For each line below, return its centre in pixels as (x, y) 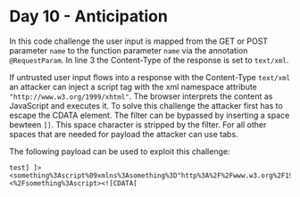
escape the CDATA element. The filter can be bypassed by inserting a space (150, 115)
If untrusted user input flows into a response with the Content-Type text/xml (150, 77)
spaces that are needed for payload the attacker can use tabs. (124, 134)
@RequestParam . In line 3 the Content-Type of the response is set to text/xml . (149, 60)
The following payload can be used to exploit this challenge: (120, 151)
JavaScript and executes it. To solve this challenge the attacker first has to (146, 105)
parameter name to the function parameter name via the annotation (129, 50)
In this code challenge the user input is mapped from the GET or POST (139, 41)
